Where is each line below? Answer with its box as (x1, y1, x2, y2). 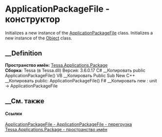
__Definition (5, 49, 42, 58)
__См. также (5, 97, 45, 105)
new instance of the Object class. (5, 35, 72, 41)
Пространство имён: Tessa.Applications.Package (5, 62, 108, 68)
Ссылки (5, 111, 22, 117)
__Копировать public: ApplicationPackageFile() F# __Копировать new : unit (5, 78, 157, 83)
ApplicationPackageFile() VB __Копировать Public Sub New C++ (5, 72, 136, 78)
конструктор (5, 14, 60, 25)
